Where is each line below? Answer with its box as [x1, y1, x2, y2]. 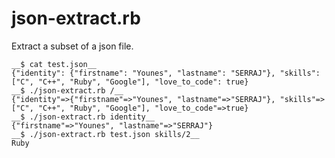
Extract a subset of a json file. [11, 40, 134, 52]
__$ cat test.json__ [11, 59, 98, 69]
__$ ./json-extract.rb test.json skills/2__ [11, 129, 200, 139]
